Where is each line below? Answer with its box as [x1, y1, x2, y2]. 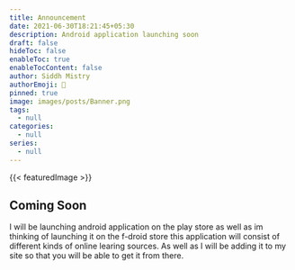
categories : [9, 122, 54, 131]
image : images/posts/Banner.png [9, 96, 130, 106]
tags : [9, 105, 30, 114]
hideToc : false [9, 47, 67, 56]
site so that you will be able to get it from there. [9, 250, 184, 261]
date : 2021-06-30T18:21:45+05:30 [9, 22, 135, 31]
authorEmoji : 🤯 [9, 80, 67, 89]
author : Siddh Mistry [9, 72, 91, 81]
